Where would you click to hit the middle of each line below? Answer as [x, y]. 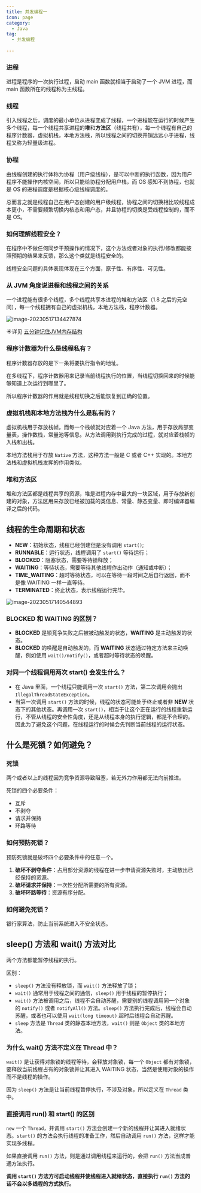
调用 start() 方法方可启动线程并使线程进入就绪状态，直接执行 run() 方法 [96, 1176]
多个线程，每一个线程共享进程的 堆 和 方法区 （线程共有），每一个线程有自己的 [99, 128]
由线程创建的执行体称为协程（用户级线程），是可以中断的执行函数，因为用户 [99, 174]
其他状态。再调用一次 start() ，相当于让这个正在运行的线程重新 [109, 709]
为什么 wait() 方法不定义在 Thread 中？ [62, 1047]
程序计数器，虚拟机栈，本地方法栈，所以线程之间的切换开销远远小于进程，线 [100, 135]
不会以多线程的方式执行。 [43, 1184]
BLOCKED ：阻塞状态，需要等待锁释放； [64, 560]
